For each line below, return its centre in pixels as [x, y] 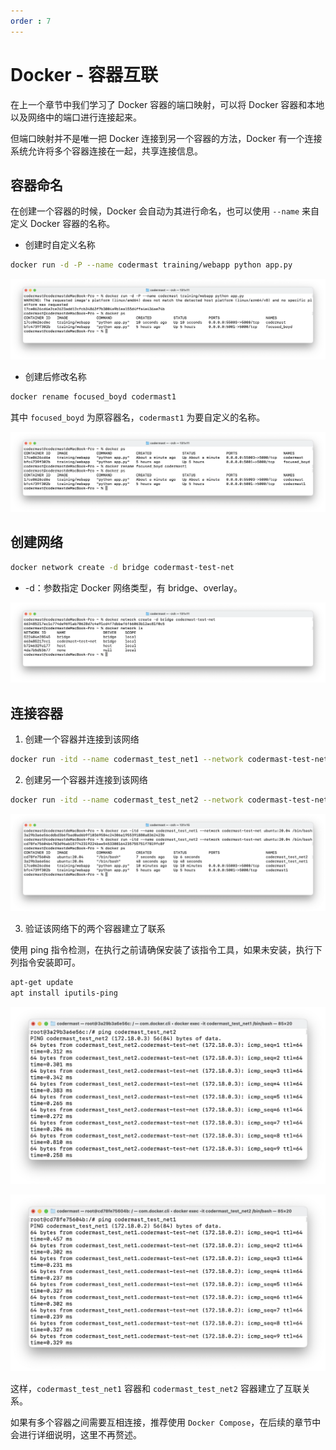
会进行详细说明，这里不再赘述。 [76, 1434]
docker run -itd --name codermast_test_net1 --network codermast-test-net [169, 759]
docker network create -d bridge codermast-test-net [122, 567]
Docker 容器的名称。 [72, 224]
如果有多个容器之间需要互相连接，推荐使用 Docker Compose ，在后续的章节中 [166, 1422]
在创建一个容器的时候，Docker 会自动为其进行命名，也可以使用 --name [155, 211]
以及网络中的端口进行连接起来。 [76, 117]
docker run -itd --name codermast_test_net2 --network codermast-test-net [169, 800]
